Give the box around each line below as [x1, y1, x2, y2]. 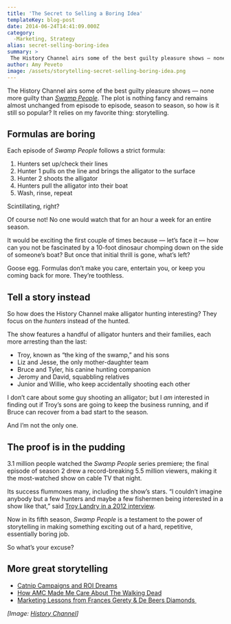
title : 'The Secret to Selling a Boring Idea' [7, 10, 143, 17]
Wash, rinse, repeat [16, 189, 73, 197]
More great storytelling [7, 563, 109, 575]
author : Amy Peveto [7, 61, 63, 68]
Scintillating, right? [7, 202, 60, 210]
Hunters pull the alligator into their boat [16, 181, 129, 190]
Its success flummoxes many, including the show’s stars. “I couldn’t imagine [7, 487, 222, 495]
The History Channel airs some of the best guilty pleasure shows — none [7, 87, 214, 95]
